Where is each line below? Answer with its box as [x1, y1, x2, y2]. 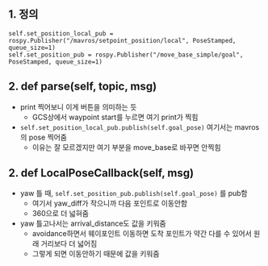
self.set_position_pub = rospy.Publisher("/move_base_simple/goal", [8, 51, 244, 59]
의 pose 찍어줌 [19, 132, 67, 142]
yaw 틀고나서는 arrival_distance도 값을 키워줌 [19, 218, 167, 228]
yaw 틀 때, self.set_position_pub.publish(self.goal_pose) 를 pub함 [19, 189, 248, 198]
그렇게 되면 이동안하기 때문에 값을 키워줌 [31, 249, 160, 259]
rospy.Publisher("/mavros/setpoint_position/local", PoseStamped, [8, 36, 237, 44]
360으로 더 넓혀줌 [31, 209, 89, 218]
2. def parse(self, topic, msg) [8, 80, 157, 94]
